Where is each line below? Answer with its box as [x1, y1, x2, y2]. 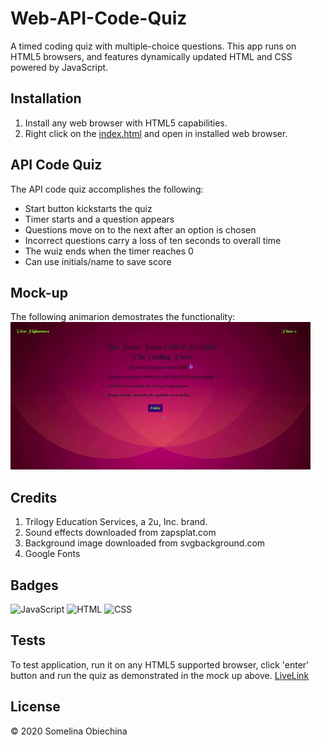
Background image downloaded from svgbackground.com [24, 537, 266, 549]
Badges [10, 577, 59, 594]
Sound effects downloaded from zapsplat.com [24, 527, 217, 539]
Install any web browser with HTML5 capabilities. [24, 117, 228, 129]
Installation [10, 90, 82, 107]
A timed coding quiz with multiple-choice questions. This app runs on [10, 40, 297, 52]
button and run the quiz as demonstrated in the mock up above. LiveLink [10, 669, 310, 681]
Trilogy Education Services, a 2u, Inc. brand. [24, 516, 208, 528]
